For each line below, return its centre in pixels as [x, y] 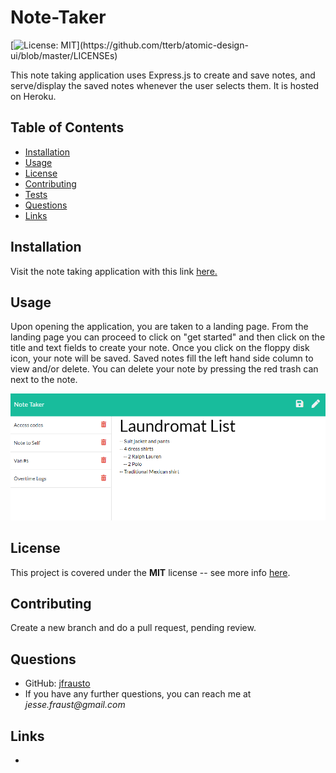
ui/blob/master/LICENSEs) [64, 55]
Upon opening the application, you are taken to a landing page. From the [159, 327]
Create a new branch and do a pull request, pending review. [133, 628]
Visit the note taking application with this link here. [114, 271]
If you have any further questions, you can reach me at [138, 694]
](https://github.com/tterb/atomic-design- [162, 45]
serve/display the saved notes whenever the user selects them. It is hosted [165, 85]
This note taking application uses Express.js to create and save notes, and [163, 75]
